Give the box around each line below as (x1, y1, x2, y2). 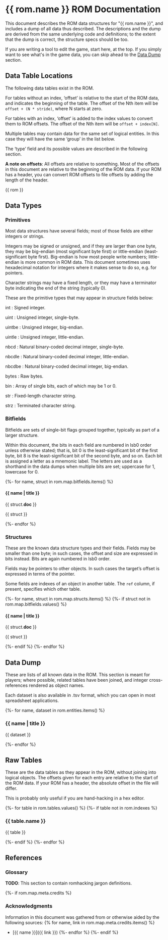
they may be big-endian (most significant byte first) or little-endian (5, 249, 143, 255)
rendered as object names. (29, 682, 85, 688)
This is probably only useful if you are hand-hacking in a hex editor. (5, 795, 145, 802)
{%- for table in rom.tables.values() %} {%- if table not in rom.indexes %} (5, 805, 157, 811)
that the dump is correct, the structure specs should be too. (5, 36, 129, 42)
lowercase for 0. (5, 468, 39, 475)
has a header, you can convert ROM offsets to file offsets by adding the (5, 171, 153, 177)
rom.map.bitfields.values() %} (5, 601, 67, 607)
